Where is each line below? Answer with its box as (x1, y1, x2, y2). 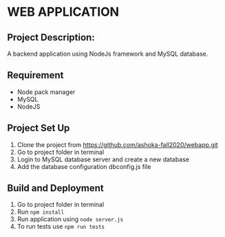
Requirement (7, 69, 64, 81)
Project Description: (7, 32, 95, 43)
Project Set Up (7, 122, 70, 134)
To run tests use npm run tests (17, 223, 105, 231)
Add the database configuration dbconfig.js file (17, 162, 151, 170)
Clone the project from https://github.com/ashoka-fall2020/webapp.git (17, 140, 218, 148)
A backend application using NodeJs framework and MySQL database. (7, 49, 208, 58)
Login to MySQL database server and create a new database (17, 155, 190, 163)
